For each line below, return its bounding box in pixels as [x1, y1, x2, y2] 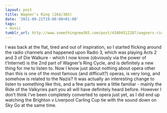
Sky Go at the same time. [5, 103, 57, 108]
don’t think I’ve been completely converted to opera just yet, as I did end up [5, 92, 160, 98]
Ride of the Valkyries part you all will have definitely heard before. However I [5, 87, 162, 92]
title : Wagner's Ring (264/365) [5, 12, 72, 17]
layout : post [5, 7, 32, 12]
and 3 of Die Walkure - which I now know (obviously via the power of [5, 55, 147, 60]
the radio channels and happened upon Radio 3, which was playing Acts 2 [5, 49, 157, 55]
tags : [5, 21, 16, 26]
